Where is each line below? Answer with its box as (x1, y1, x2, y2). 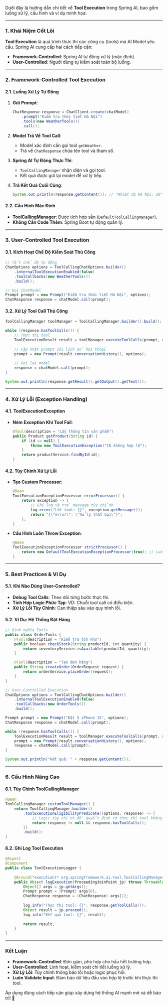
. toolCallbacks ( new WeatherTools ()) (14, 274, 91, 279)
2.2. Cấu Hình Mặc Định (5, 203, 55, 209)
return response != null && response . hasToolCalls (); (31, 820, 146, 825)
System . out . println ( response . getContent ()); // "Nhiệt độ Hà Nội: (12, 192, 154, 197)
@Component (5, 861, 28, 866)
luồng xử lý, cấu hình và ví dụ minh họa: (5, 10, 87, 16)
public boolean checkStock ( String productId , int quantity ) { (14, 641, 146, 647)
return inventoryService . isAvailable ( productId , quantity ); (23, 646, 151, 651)
